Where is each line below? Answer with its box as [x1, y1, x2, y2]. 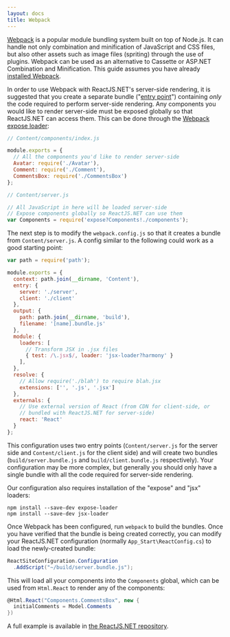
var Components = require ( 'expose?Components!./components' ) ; [7, 217, 189, 224]
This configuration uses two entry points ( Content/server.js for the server [7, 441, 218, 450]
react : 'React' [19, 416, 63, 423]
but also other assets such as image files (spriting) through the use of [7, 49, 204, 58]
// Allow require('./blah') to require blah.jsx [19, 378, 161, 384]
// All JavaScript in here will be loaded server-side [7, 204, 168, 211]
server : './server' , [19, 288, 78, 295]
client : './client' [19, 294, 76, 302]
